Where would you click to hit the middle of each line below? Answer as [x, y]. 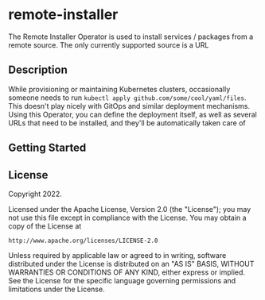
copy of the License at [45, 226]
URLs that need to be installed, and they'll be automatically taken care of [127, 123]
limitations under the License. [57, 289]
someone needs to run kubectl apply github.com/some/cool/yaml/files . [127, 98]
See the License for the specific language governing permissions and [122, 280]
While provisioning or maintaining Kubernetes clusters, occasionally [119, 89]
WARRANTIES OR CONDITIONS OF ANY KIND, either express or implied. [127, 272]
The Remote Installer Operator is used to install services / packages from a [131, 37]
